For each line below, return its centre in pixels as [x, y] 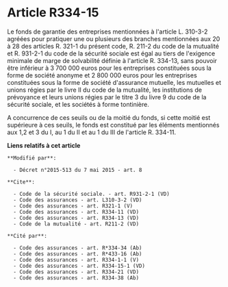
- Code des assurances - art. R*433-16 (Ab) [78, 254]
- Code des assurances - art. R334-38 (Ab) [76, 278]
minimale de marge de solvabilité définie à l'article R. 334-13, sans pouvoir [112, 60]
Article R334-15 [53, 13]
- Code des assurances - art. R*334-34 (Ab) [78, 248]
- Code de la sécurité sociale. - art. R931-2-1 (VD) [91, 194]
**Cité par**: [27, 236]
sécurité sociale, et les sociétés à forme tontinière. [78, 104]
